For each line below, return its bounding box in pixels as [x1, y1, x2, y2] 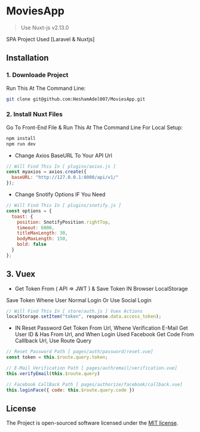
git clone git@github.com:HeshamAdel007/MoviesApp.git [6, 96, 146, 102]
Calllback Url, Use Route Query [14, 337, 91, 345]
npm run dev [6, 141, 36, 147]
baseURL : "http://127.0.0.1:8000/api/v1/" [11, 175, 119, 181]
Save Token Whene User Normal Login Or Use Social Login [6, 296, 152, 303]
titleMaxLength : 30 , [17, 230, 68, 236]
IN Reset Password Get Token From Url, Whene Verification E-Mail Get [14, 324, 188, 331]
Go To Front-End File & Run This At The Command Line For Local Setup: [6, 124, 183, 131]
